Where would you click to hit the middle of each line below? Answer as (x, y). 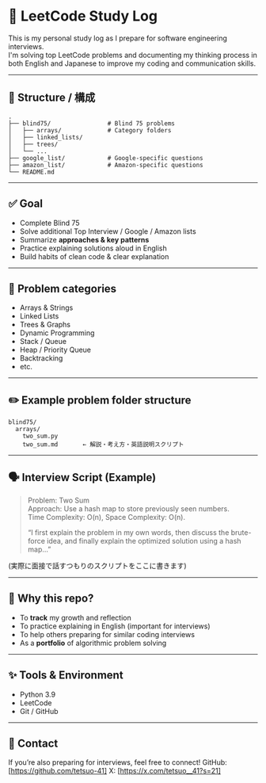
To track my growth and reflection (76, 617)
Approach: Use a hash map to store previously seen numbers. (128, 509)
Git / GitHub (39, 711)
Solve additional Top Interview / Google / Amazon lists (108, 231)
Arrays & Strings (46, 307)
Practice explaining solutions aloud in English (93, 248)
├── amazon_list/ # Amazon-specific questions (106, 165)
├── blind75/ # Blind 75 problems (92, 123)
